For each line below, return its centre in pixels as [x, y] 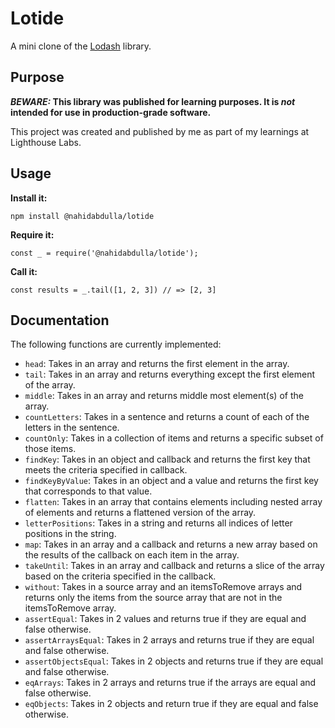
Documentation [60, 320]
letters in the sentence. [72, 428]
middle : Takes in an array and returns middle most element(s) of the [164, 396]
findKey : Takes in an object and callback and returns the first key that [167, 459]
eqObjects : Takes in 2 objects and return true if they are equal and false [171, 704]
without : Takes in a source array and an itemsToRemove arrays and [163, 587]
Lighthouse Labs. [46, 142]
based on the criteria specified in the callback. [120, 576]
